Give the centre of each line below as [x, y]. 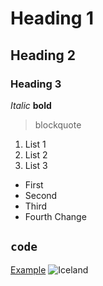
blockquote [58, 124]
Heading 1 [52, 18]
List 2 [36, 154]
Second [41, 195]
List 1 [35, 144]
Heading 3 [36, 84]
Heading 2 [43, 55]
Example [28, 269]
